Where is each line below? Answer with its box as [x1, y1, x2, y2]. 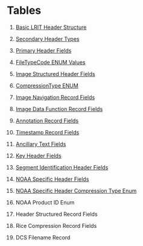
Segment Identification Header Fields [15, 163, 109, 171]
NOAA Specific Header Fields [15, 175, 89, 183]
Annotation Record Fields [15, 117, 79, 124]
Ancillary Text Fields [15, 140, 66, 148]
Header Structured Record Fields [15, 210, 98, 218]
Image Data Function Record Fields [15, 105, 103, 112]
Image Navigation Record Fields [15, 93, 95, 101]
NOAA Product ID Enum [15, 198, 75, 206]
